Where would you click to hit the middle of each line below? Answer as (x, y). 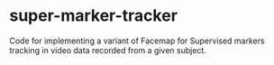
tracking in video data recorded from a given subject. (108, 50)
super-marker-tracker (94, 16)
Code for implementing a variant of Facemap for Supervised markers (137, 41)
